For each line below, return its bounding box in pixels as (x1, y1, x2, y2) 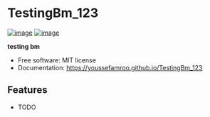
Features (7, 84, 48, 96)
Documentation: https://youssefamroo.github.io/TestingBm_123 (17, 63, 203, 72)
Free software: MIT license (17, 55, 96, 65)
